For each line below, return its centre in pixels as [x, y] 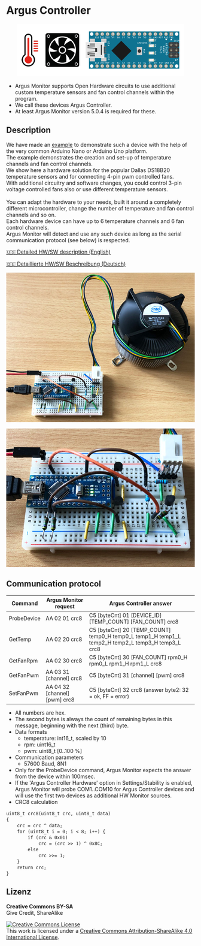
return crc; [32, 868]
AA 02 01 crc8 [64, 619]
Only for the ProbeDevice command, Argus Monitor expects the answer [103, 770]
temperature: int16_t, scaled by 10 [65, 739]
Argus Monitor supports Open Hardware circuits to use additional [95, 86]
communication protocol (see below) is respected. [68, 240]
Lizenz [19, 892]
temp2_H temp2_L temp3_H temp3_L [135, 643]
